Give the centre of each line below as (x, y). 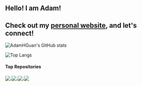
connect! (19, 33)
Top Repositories (23, 66)
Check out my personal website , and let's (71, 25)
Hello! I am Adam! (33, 8)
